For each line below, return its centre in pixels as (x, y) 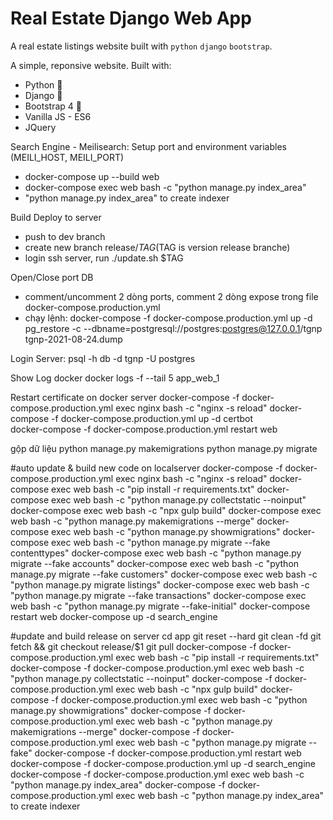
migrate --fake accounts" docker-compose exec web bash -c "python (155, 563)
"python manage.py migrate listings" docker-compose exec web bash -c (160, 584)
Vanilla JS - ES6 (58, 116)
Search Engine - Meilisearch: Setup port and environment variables (148, 146)
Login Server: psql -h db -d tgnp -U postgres (103, 358)
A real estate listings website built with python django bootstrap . (141, 46)
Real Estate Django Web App (131, 18)
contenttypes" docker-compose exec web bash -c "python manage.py (156, 553)
